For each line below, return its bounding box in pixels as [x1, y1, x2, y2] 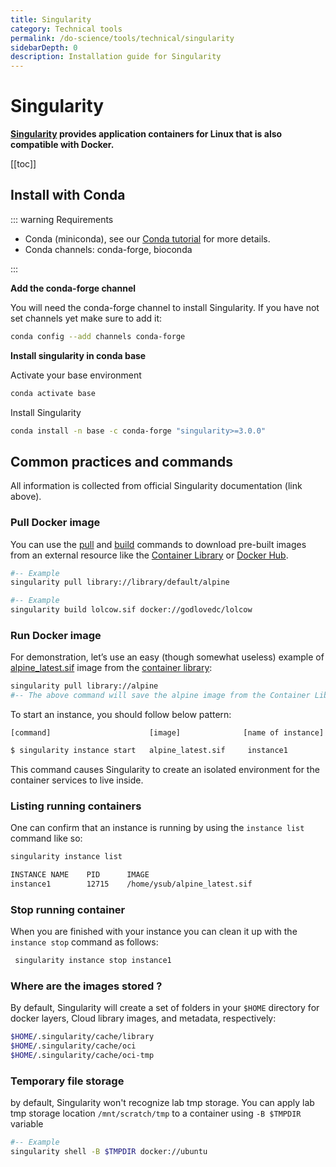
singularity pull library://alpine [10, 681, 159, 691]
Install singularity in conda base [10, 349, 147, 361]
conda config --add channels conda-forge [10, 331, 186, 341]
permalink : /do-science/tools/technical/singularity [10, 33, 235, 43]
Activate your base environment [10, 369, 142, 381]
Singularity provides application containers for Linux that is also [10, 128, 283, 140]
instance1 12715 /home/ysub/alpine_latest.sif [10, 879, 253, 890]
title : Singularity [10, 14, 92, 25]
